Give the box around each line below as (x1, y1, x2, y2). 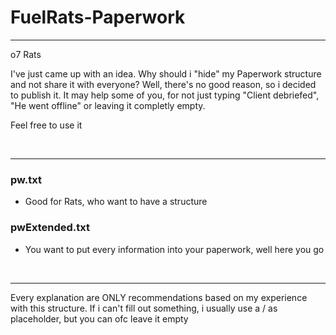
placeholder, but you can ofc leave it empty (10, 312, 189, 325)
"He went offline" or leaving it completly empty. (10, 99, 206, 111)
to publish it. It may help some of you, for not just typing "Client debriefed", (10, 89, 320, 101)
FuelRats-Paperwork (10, 6, 186, 29)
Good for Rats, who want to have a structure (24, 196, 208, 208)
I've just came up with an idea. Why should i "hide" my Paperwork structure (10, 67, 322, 80)
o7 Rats (10, 48, 42, 60)
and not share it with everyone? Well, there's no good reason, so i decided (10, 78, 317, 90)
